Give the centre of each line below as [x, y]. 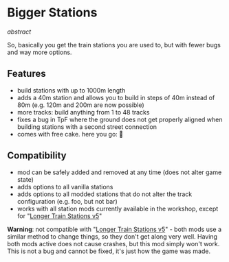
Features [26, 74]
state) [25, 179]
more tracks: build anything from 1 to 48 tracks [83, 112]
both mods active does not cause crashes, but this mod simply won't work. [113, 243]
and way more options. [40, 52]
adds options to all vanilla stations [65, 187]
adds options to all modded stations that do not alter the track [105, 194]
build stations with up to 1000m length [71, 90]
